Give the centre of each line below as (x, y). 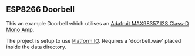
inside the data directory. (36, 47)
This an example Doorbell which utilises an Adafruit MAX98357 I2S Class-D (97, 23)
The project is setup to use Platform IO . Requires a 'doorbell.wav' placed (94, 40)
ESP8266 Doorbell (41, 10)
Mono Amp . (20, 29)
